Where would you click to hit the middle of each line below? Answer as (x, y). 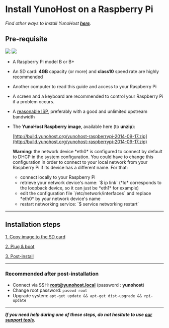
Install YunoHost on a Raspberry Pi (79, 9)
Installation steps (33, 224)
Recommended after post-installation (52, 274)
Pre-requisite (26, 39)
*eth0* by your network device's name (60, 199)
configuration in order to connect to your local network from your (80, 162)
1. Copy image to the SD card (35, 237)
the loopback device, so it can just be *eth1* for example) (79, 188)
